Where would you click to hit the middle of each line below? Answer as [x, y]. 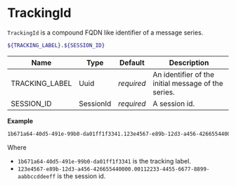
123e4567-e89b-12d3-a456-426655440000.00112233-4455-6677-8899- [113, 169]
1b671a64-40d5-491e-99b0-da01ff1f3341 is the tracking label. [104, 161]
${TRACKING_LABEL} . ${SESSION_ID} [56, 45]
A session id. [174, 104]
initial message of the [188, 83]
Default [132, 63]
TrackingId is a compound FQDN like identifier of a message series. [105, 32]
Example [20, 120]
